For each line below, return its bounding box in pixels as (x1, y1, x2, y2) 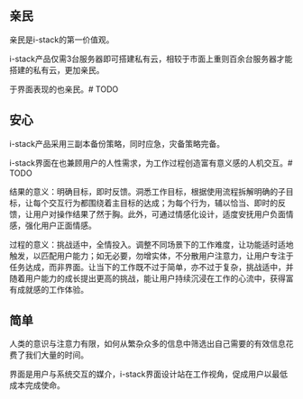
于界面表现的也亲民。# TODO (9, 84, 119, 95)
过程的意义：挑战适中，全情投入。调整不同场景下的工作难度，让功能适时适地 (9, 239, 294, 249)
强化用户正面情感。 (24, 220, 96, 231)
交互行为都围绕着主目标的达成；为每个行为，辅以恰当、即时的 (48, 197, 278, 208)
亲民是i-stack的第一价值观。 (9, 34, 115, 45)
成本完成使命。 (9, 380, 65, 391)
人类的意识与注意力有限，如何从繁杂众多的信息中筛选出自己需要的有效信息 (9, 339, 286, 349)
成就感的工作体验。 (16, 284, 88, 295)
